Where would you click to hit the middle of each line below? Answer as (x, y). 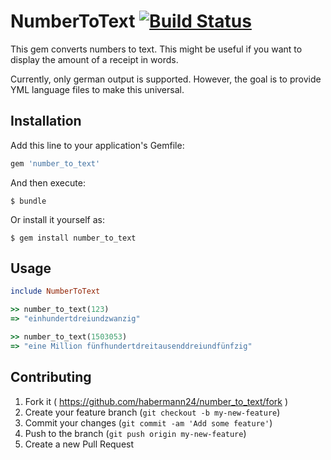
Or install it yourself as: (57, 219)
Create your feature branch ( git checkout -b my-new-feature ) (152, 412)
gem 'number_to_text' (55, 163)
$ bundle (28, 201)
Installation (46, 121)
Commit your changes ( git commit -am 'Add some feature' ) (148, 422)
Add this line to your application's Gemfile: (97, 145)
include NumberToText (55, 291)
